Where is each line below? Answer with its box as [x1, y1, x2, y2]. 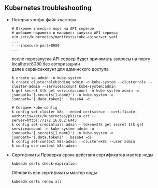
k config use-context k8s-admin [11, 143, 77, 148]
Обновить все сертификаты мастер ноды [11, 170, 97, 175]
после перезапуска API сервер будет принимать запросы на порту [11, 56, 151, 62]
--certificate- [106, 109, 138, 114]
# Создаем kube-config [11, 105, 57, 110]
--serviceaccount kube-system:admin [42, 84, 116, 89]
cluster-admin [11, 84, 40, 89]
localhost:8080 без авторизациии [11, 61, 80, 67]
